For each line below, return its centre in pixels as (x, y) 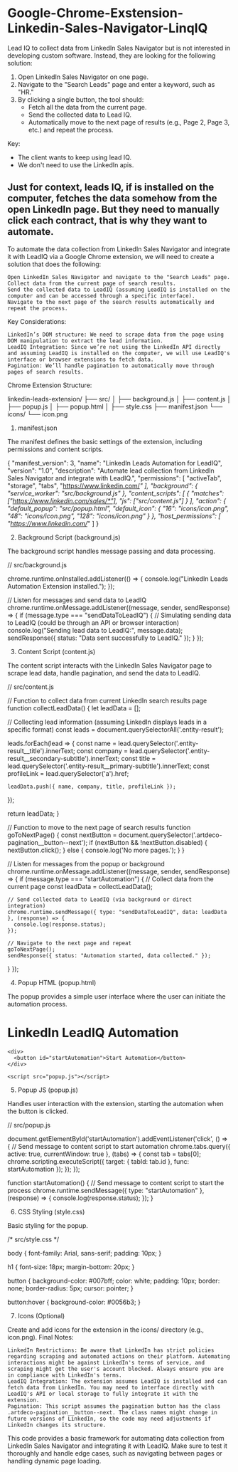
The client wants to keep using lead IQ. (75, 157)
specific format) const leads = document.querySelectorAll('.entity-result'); (116, 729)
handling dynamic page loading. (54, 1461)
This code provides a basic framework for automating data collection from (116, 1438)
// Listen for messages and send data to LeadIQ (77, 600)
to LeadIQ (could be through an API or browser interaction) (93, 622)
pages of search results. (45, 372)
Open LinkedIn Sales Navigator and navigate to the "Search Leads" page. (119, 277)
